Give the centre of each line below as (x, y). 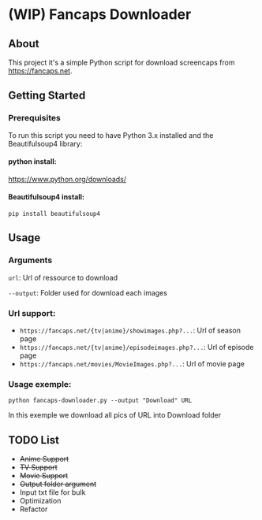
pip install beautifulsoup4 (54, 214)
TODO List (34, 440)
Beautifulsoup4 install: (47, 197)
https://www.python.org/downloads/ (67, 179)
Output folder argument (58, 484)
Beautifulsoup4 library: (45, 143)
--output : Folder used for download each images (88, 292)
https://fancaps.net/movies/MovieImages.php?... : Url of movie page (132, 364)
